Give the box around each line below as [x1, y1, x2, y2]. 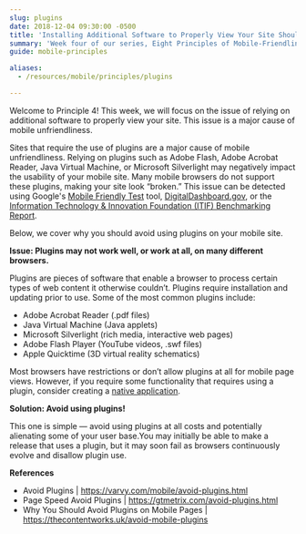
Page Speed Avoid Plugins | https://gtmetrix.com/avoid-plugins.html [22, 494, 279, 506]
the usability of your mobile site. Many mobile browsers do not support [9, 170, 275, 182]
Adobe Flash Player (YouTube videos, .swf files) [22, 338, 202, 349]
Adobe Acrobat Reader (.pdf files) [22, 309, 150, 320]
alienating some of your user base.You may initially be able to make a [9, 430, 269, 441]
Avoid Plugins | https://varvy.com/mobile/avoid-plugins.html [22, 485, 249, 496]
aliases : [9, 64, 43, 73]
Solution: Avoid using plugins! [9, 403, 126, 414]
